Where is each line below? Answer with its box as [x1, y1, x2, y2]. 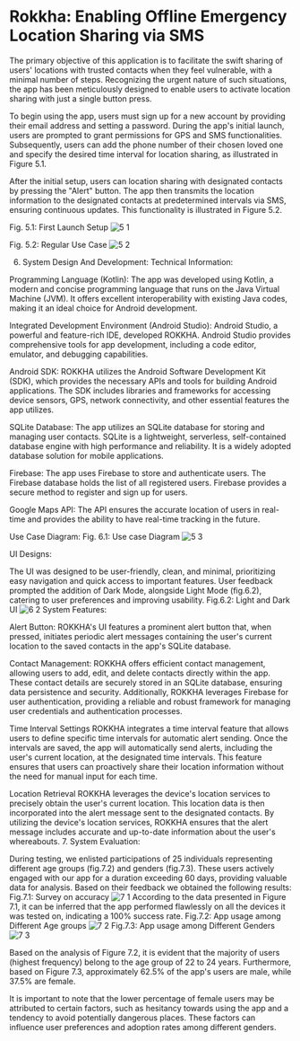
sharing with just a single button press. [9, 93, 152, 104]
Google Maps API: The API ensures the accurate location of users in [9, 504, 261, 515]
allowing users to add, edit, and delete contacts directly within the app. [9, 667, 271, 678]
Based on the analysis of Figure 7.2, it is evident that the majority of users [9, 947, 280, 957]
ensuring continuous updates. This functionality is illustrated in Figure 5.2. [9, 204, 283, 215]
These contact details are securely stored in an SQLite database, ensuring [9, 676, 283, 688]
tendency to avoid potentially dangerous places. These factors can [9, 1012, 256, 1023]
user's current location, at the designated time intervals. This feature [9, 752, 262, 763]
